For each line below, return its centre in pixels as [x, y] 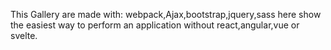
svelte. [24, 35]
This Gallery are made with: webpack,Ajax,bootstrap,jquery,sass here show [166, 14]
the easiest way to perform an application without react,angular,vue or [155, 25]
